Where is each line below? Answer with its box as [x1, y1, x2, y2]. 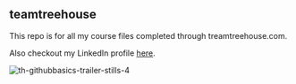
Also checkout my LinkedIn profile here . [9, 48, 156, 58]
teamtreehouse [9, 7, 97, 22]
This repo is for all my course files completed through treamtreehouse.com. [9, 30, 288, 41]
